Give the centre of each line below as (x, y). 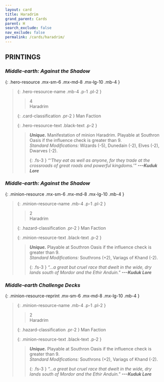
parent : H (15, 23)
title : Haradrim (22, 14)
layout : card (18, 10)
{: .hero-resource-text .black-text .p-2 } (57, 125)
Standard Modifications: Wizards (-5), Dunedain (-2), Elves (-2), (94, 145)
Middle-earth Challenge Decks (43, 285)
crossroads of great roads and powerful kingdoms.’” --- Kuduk (93, 165)
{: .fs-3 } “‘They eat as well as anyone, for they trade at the (90, 160)
